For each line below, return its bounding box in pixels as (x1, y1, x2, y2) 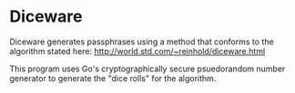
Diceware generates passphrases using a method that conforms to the (9, 36, 275, 47)
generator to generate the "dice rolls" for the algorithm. (9, 72, 217, 83)
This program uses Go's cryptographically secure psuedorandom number (9, 63, 286, 74)
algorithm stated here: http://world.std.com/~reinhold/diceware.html (9, 45, 266, 56)
